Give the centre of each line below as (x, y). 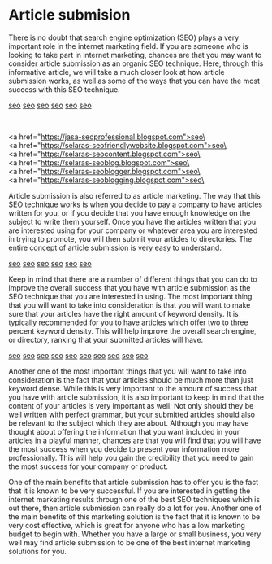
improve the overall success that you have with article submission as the (130, 287)
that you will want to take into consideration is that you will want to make (130, 305)
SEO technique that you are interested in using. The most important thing (130, 296)
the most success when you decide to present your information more (124, 448)
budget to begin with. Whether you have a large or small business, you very (135, 534)
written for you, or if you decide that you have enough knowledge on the (130, 212)
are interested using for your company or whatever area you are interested (133, 230)
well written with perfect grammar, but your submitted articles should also (132, 414)
